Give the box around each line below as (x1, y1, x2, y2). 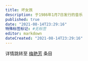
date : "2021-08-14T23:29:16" (5, 21, 67, 27)
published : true (5, 17, 40, 22)
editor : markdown (5, 31, 42, 36)
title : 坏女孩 (5, 7, 33, 13)
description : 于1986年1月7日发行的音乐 (5, 12, 83, 17)
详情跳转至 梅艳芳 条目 (5, 50, 52, 56)
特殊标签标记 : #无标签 (5, 26, 47, 32)
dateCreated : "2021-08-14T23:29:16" (5, 36, 83, 41)
